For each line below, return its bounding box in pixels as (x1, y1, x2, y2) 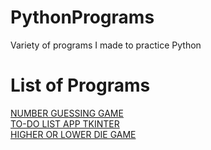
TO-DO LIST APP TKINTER (10, 117, 120, 130)
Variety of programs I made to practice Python (10, 39, 202, 51)
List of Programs (10, 74, 151, 97)
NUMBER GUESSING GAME (10, 107, 124, 119)
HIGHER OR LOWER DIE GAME (10, 128, 137, 140)
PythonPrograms (10, 6, 155, 29)
